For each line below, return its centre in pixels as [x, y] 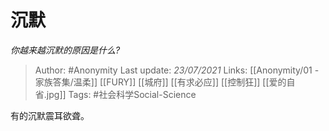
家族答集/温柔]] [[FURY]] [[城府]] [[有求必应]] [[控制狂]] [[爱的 [160, 82]
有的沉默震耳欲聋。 [50, 115]
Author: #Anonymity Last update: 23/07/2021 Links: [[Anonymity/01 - [177, 70]
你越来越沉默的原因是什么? [65, 50]
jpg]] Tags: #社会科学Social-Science [121, 94]
